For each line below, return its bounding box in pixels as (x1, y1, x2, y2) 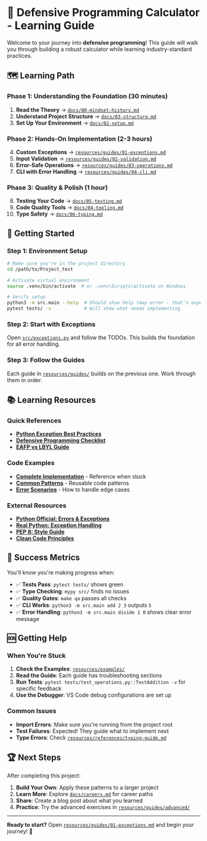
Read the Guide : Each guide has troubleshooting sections (15, 672, 162, 679)
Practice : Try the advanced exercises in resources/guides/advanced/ (15, 803, 190, 810)
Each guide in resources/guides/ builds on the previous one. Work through (7, 370, 196, 377)
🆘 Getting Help (7, 633, 67, 644)
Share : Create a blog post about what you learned (15, 797, 143, 804)
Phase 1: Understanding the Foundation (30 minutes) (7, 92, 168, 101)
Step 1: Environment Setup (7, 246, 88, 255)
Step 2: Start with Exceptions (7, 319, 96, 328)
